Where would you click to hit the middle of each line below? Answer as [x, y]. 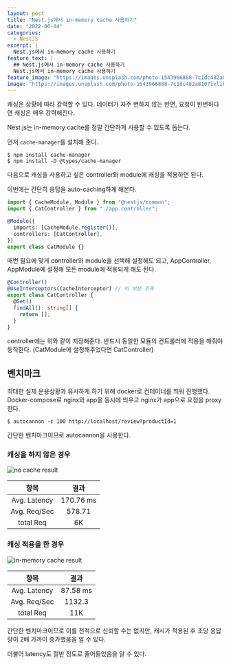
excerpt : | [23, 45]
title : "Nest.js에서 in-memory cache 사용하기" [72, 20]
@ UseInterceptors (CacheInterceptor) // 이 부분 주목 [81, 289]
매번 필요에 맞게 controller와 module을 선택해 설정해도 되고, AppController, [109, 261]
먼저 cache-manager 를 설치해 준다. [53, 142]
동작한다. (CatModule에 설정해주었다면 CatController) [80, 350]
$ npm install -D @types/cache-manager [64, 161]
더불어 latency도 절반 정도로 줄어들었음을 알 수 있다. [77, 653]
